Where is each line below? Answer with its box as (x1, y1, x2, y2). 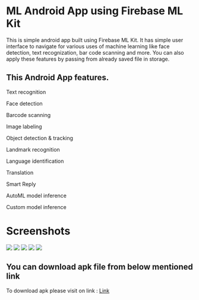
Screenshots (6, 224, 71, 238)
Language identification (6, 157, 64, 165)
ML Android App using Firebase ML (6, 4, 184, 18)
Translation (6, 169, 34, 176)
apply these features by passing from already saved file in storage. (6, 55, 170, 62)
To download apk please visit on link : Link (6, 287, 110, 294)
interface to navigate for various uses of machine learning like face (6, 43, 170, 50)
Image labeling (6, 123, 43, 130)
